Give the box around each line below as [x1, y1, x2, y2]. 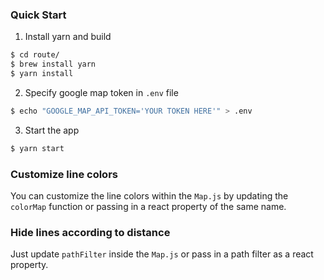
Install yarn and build [24, 31, 112, 43]
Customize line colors [10, 167, 118, 181]
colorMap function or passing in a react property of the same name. [10, 200, 287, 212]
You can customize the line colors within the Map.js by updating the [10, 189, 289, 202]
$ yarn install [10, 69, 74, 79]
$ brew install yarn [10, 59, 97, 70]
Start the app [24, 124, 80, 136]
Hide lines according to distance [10, 225, 171, 239]
